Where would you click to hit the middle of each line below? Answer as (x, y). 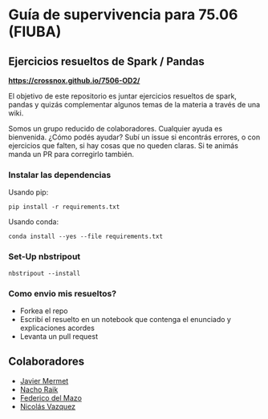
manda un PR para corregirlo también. (71, 154)
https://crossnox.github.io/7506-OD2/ (74, 81)
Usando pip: (28, 192)
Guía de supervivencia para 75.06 (123, 15)
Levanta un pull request (59, 336)
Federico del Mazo (51, 397)
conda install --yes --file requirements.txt (85, 237)
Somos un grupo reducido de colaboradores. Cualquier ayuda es (116, 129)
